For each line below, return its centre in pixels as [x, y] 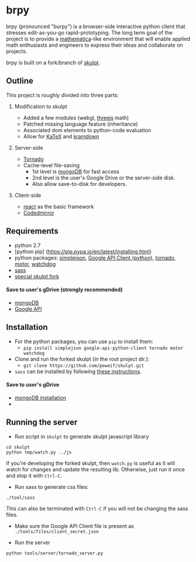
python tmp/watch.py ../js [39, 452]
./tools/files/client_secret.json [56, 532]
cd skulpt [18, 447]
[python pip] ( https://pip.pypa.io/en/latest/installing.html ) [83, 251]
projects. [17, 51]
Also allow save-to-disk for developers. [79, 184]
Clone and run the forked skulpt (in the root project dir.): [82, 359]
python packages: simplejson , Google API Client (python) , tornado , [95, 257]
